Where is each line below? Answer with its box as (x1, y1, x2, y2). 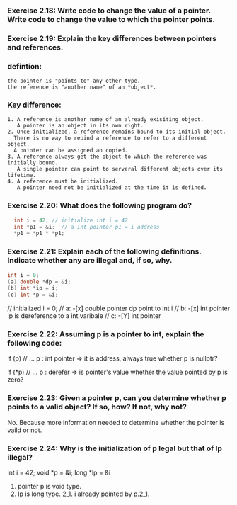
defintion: (7, 61, 42, 71)
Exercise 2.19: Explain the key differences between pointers (7, 33, 217, 43)
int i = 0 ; (7, 271, 40, 278)
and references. (7, 42, 64, 52)
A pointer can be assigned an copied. (13, 147, 129, 154)
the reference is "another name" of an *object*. (7, 84, 157, 91)
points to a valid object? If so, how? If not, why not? (7, 402, 187, 412)
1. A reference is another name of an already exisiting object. (7, 116, 204, 123)
